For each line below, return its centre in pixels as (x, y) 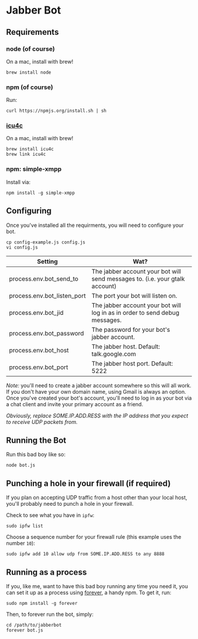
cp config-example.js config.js (46, 242)
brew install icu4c (30, 149)
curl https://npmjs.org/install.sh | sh (57, 111)
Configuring (29, 211)
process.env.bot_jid (36, 312)
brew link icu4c (26, 154)
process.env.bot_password (47, 333)
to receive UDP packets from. (42, 421)
